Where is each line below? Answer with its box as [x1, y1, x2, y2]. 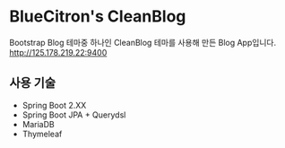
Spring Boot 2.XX [22, 100, 87, 110]
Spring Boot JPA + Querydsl [22, 109, 126, 120]
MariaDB [22, 118, 56, 129]
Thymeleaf [22, 128, 63, 139]
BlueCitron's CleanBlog [9, 6, 186, 27]
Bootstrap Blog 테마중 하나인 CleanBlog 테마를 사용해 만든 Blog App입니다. [9, 37, 276, 48]
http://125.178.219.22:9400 [9, 47, 108, 57]
